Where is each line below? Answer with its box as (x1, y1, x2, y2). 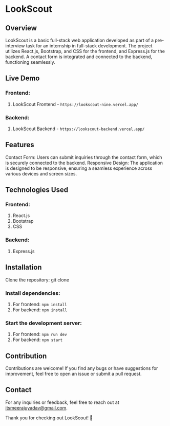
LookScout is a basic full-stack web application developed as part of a (5, 37, 154, 43)
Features (5, 140, 34, 149)
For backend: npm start (12, 336, 63, 343)
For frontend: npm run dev (12, 331, 68, 338)
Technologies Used (5, 186, 68, 194)
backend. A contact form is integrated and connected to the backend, (5, 54, 153, 60)
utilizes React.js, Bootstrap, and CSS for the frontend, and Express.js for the (5, 48, 165, 54)
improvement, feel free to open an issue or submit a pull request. (5, 371, 142, 377)
